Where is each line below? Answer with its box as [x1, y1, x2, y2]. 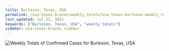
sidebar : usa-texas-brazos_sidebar [5, 26, 80, 31]
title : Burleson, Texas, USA [5, 7, 66, 13]
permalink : [5, 12, 28, 17]
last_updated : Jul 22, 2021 [5, 17, 64, 22]
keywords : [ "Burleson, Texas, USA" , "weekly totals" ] [5, 21, 121, 27]
